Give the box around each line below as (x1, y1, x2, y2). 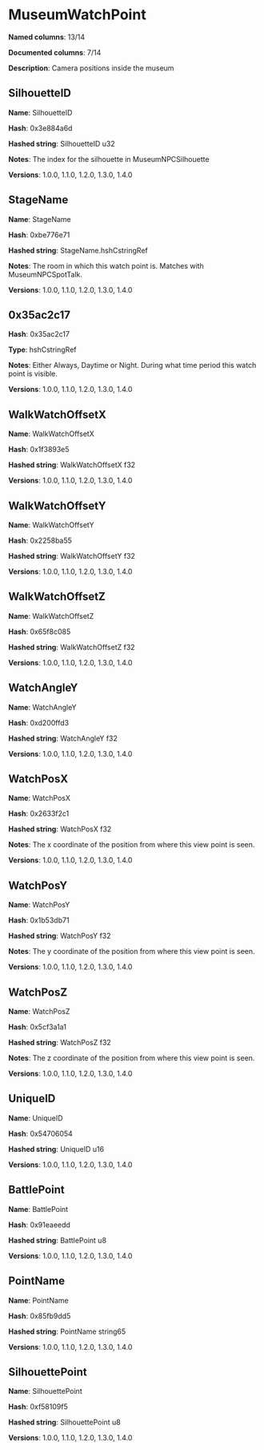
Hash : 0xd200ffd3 (8, 717, 70, 727)
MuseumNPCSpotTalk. (8, 269, 82, 279)
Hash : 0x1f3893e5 (8, 445, 70, 454)
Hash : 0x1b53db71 (8, 915, 70, 925)
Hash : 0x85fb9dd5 (8, 1311, 71, 1320)
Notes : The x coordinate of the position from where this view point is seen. (8, 840, 255, 850)
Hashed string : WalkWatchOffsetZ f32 (8, 642, 135, 652)
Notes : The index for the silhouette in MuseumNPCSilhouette (8, 154, 210, 164)
